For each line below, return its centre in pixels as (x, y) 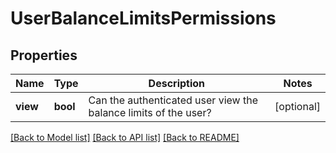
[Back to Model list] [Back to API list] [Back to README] (125, 137)
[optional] (297, 106)
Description (177, 83)
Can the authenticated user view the (173, 100)
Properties (44, 55)
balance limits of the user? (150, 112)
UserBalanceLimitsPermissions (143, 18)
